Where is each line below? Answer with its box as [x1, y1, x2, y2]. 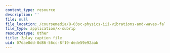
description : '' [5, 12, 39, 17]
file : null [5, 17, 28, 22]
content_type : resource [5, 7, 56, 13]
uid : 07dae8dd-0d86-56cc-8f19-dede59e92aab [5, 40, 99, 45]
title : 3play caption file [5, 36, 62, 41]
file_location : [5, 21, 37, 27]
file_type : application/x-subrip [5, 26, 76, 31]
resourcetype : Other [5, 31, 49, 36]
